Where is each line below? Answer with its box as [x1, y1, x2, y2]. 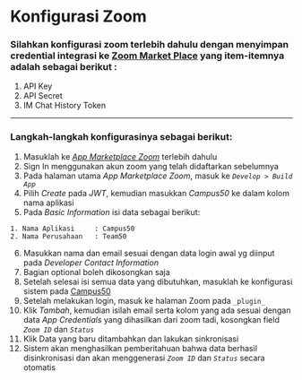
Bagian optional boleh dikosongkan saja [22, 266, 171, 277]
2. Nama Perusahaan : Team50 [10, 231, 127, 241]
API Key [22, 81, 53, 91]
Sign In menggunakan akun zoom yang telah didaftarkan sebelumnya [22, 160, 279, 171]
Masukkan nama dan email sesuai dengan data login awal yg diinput [22, 247, 275, 258]
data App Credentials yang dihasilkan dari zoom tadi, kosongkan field [22, 314, 280, 324]
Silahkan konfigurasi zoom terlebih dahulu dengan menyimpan [10, 39, 289, 51]
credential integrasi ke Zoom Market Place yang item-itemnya [10, 49, 285, 62]
